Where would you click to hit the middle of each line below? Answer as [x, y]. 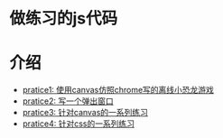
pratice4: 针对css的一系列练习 [79, 124]
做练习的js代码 [64, 18]
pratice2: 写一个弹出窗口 [68, 101]
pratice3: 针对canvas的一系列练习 [85, 113]
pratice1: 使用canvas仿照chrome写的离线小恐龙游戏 [118, 90]
